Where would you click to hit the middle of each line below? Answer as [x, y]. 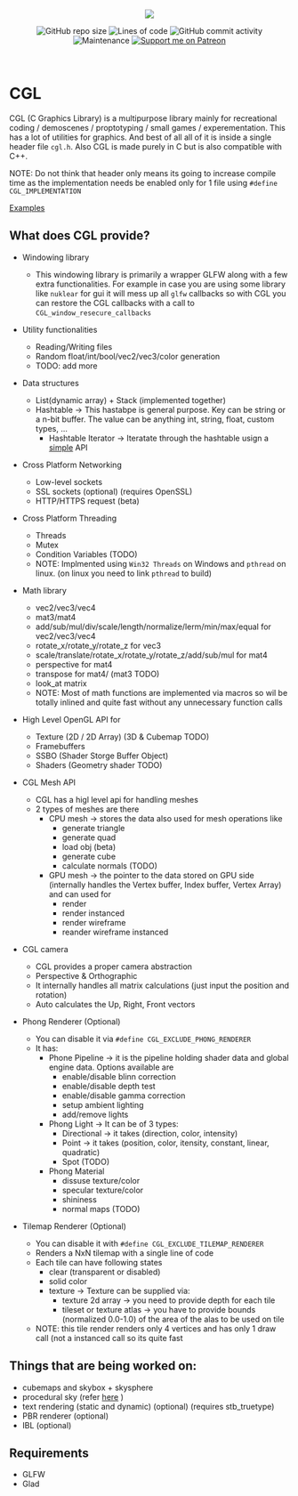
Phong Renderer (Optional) [71, 1021]
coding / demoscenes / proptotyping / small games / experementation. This [148, 127]
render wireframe [94, 922]
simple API [68, 447]
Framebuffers [60, 746]
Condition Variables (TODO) [86, 554]
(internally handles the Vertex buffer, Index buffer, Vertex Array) [165, 885]
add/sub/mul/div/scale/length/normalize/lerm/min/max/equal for [153, 627]
